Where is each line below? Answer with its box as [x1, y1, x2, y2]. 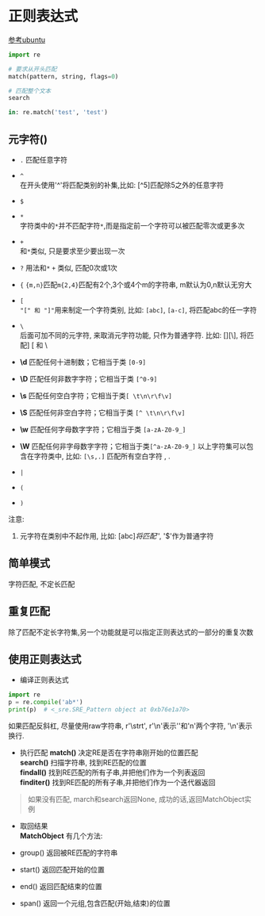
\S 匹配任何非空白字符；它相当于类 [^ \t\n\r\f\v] [19, 408, 186, 417]
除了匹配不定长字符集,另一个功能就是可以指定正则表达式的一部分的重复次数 [8, 627, 254, 637]
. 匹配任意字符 [19, 155, 67, 164]
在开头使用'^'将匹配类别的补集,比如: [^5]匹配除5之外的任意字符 [19, 180, 225, 190]
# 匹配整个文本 [8, 86, 52, 95]
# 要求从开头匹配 [8, 65, 57, 73]
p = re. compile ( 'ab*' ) [8, 699, 83, 707]
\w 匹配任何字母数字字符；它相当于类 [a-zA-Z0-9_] [19, 425, 186, 434]
